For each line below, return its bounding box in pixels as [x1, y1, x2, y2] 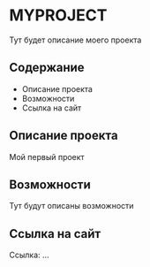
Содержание [9, 60, 86, 75]
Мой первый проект [9, 151, 86, 162]
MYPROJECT [9, 5, 108, 26]
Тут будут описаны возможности [9, 201, 134, 211]
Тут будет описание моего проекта [9, 34, 142, 45]
